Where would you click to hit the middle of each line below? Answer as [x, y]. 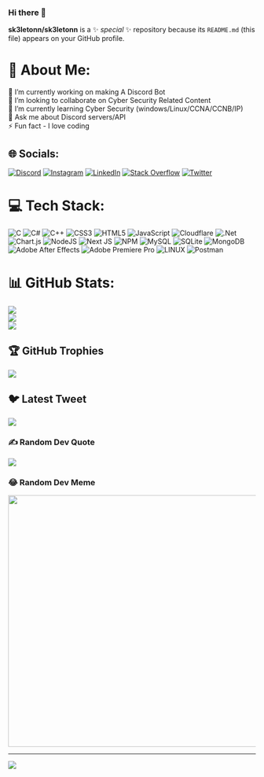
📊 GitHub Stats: [62, 283]
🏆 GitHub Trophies [56, 351]
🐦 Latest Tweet [48, 399]
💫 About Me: [49, 70]
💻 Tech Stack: [57, 206]
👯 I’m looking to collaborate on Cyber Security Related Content [110, 101]
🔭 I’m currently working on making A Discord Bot [87, 92]
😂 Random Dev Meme [52, 482]
